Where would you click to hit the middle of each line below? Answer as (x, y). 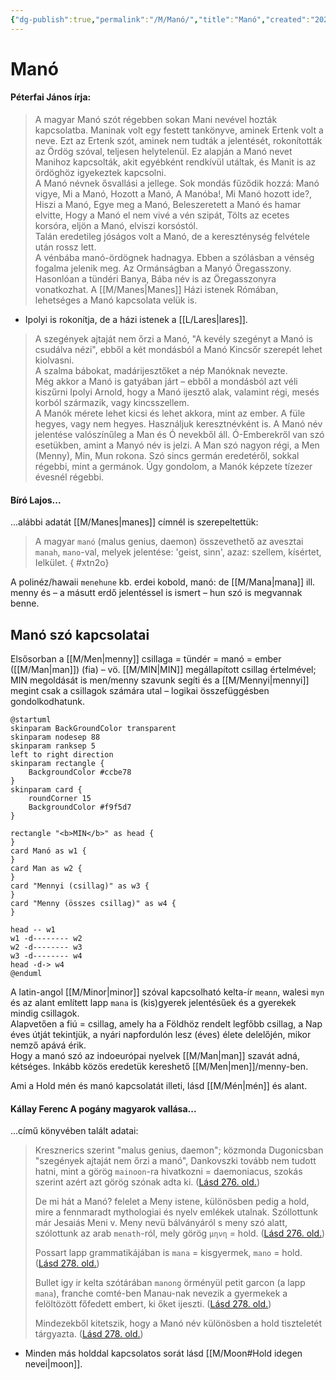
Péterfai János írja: (51, 97)
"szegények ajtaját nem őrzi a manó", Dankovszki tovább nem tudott (175, 1161)
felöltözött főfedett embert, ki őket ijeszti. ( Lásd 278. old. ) (153, 1304)
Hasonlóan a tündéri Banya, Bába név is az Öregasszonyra (155, 279)
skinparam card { (46, 790)
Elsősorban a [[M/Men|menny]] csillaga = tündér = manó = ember (146, 659)
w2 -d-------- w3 (46, 947)
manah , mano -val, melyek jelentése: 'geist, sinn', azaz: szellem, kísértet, (178, 552)
